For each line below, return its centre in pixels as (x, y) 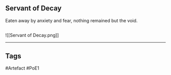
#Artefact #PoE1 (22, 68)
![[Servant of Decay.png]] (32, 35)
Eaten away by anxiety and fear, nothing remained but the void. (72, 20)
